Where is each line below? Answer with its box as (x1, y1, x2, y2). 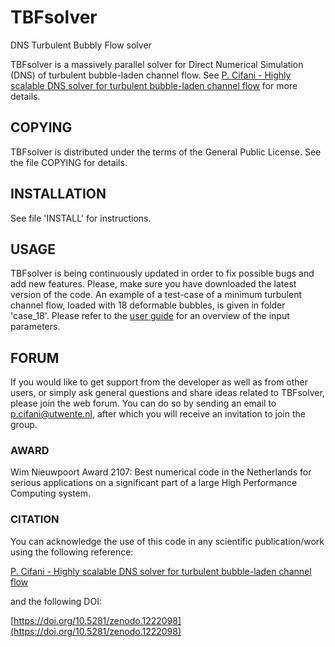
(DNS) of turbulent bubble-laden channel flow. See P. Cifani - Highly (10, 69, 292, 81)
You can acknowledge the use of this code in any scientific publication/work (10, 535, 325, 547)
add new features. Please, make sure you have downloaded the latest (10, 278, 297, 290)
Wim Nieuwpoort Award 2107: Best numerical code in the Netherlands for (10, 466, 312, 478)
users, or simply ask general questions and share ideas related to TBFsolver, (10, 387, 325, 399)
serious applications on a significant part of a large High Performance (10, 477, 298, 489)
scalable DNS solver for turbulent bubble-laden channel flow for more (10, 79, 298, 91)
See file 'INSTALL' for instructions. (10, 212, 152, 224)
